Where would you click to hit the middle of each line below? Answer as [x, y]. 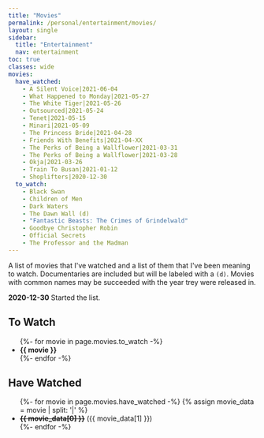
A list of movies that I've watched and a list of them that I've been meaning [129, 265]
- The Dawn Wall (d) [56, 214]
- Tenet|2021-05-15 [54, 118]
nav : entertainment [47, 52]
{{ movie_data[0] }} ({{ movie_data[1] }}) [86, 418]
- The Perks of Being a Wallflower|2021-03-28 [100, 155]
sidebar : [22, 37]
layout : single [33, 30]
